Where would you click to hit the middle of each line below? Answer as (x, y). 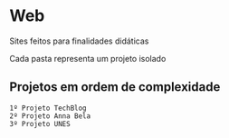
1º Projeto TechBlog (48, 108)
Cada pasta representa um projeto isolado (88, 58)
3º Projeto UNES (40, 123)
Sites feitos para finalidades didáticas (79, 41)
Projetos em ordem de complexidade (115, 87)
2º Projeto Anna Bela (50, 116)
